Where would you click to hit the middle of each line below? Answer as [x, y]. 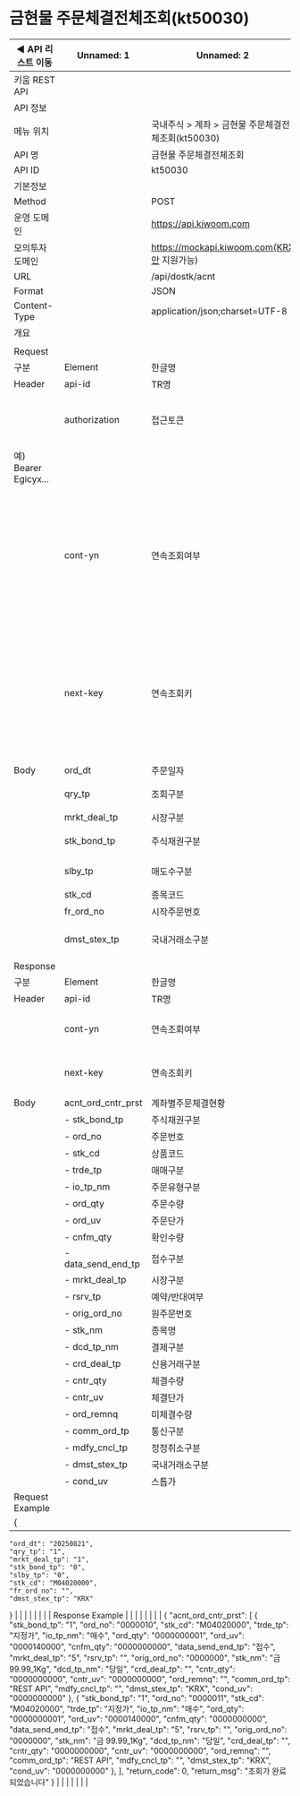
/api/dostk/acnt [183, 276]
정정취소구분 [176, 1448]
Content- [33, 305]
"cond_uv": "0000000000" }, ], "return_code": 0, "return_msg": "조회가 [140, 1771]
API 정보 [30, 107]
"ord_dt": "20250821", [51, 1543]
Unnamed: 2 [223, 55]
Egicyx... [31, 478]
